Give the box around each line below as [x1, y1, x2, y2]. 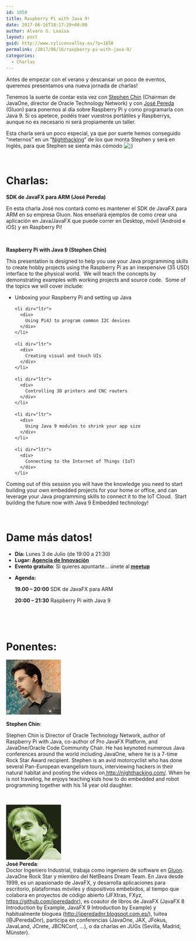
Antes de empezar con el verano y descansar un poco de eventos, [6, 76, 167, 83]
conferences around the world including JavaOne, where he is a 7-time [6, 750, 178, 757]
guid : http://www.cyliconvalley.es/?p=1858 [6, 40, 114, 46]
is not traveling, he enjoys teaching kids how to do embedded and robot [6, 776, 180, 783]
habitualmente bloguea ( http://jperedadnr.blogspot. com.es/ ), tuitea [6, 911, 168, 918]
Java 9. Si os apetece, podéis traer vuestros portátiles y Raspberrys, [6, 112, 171, 119]
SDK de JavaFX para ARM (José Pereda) [6, 193, 106, 201]
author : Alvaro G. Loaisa [6, 28, 69, 34]
